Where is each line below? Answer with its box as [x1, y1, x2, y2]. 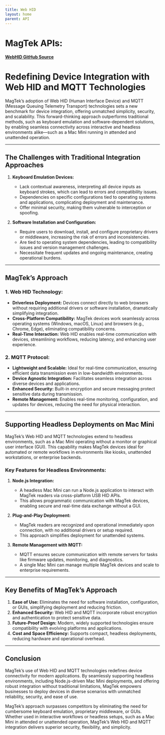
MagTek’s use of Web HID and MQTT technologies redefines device [5, 667, 142, 674]
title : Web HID [5, 7, 36, 12]
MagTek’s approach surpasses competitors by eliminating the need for [5, 703, 148, 709]
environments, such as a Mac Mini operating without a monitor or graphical [5, 439, 157, 444]
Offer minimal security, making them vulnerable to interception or [19, 205, 151, 210]
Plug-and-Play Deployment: [12, 512, 71, 518]
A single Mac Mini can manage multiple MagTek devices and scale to [19, 562, 160, 568]
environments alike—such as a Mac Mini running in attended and [5, 129, 136, 135]
